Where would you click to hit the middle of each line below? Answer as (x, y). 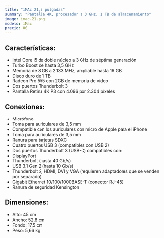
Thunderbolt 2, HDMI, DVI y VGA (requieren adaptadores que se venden (86, 171)
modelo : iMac (19, 23)
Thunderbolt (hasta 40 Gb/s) (41, 160)
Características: (30, 48)
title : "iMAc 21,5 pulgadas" (35, 10)
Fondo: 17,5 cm (27, 225)
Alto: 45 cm (24, 214)
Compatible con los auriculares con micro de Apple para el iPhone (80, 129)
